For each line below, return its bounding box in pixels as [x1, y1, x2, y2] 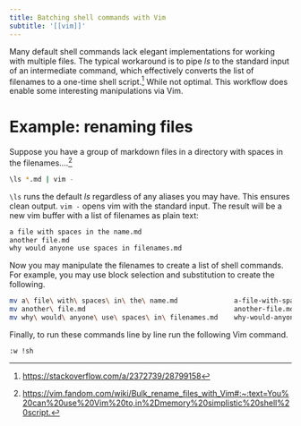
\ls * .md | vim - [9, 175, 74, 183]
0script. [21, 406, 51, 417]
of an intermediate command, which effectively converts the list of [9, 64, 254, 76]
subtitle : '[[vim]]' [9, 21, 87, 30]
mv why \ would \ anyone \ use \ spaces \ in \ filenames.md [9, 313, 219, 322]
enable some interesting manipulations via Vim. [9, 86, 184, 97]
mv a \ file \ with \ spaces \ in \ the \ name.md [9, 296, 178, 305]
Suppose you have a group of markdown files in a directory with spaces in [9, 147, 284, 158]
